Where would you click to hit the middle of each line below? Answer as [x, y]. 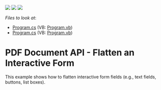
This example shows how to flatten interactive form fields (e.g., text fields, [81, 77]
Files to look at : [21, 18]
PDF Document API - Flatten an [70, 53]
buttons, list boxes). [25, 82]
